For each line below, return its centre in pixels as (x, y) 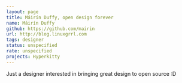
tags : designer (25, 40)
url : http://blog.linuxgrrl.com (46, 34)
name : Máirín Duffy (31, 23)
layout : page (22, 12)
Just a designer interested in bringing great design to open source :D (91, 73)
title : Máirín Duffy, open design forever (60, 17)
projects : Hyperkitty (33, 57)
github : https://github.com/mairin (51, 29)
